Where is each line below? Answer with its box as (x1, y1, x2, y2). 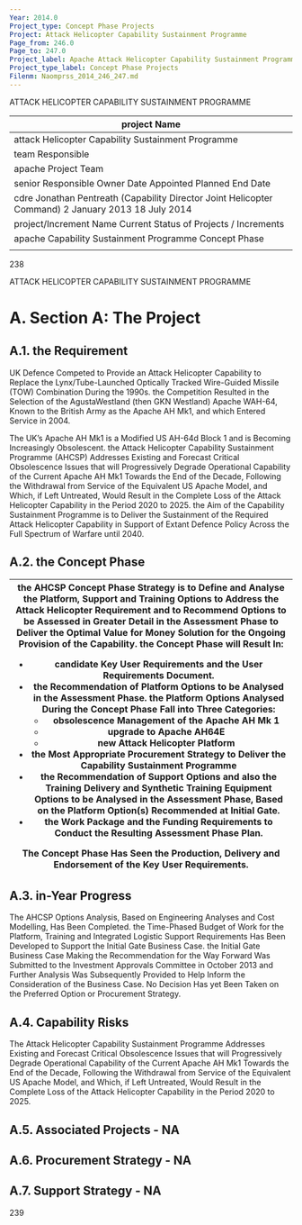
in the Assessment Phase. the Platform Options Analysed (32, 691, 285, 703)
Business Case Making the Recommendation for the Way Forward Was (9, 950, 271, 961)
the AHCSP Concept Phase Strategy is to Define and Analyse (17, 581, 285, 594)
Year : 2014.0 (9, 13, 58, 23)
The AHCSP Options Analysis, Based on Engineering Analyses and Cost (9, 912, 275, 923)
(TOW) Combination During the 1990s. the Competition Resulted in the (9, 386, 270, 397)
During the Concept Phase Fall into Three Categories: (41, 703, 276, 715)
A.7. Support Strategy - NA (9, 1184, 162, 1199)
